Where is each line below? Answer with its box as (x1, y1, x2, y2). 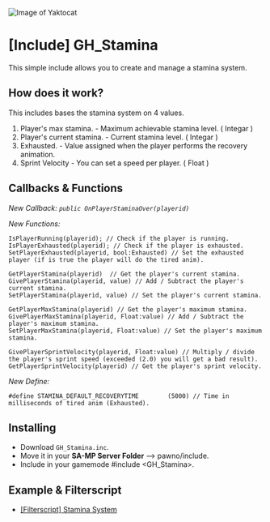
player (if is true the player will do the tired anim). (8, 255, 205, 263)
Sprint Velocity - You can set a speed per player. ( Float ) (19, 158, 209, 168)
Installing (8, 421, 57, 434)
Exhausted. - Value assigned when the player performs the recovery (19, 140, 248, 150)
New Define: (8, 376, 50, 386)
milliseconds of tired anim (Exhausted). (8, 399, 150, 407)
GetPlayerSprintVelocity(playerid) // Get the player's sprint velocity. (8, 362, 263, 370)
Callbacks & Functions (8, 182, 124, 195)
